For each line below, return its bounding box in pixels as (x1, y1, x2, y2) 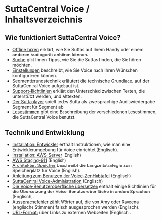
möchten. (12, 62, 32, 68)
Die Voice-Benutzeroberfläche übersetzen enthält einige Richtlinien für (12, 183, 156, 189)
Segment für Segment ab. (12, 104, 65, 110)
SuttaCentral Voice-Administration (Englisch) (12, 178, 103, 184)
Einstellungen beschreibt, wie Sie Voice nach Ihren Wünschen (12, 67, 138, 73)
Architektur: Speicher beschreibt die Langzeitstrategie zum (12, 162, 132, 168)
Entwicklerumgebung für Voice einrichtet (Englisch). (12, 146, 119, 153)
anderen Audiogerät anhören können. (12, 52, 89, 57)
